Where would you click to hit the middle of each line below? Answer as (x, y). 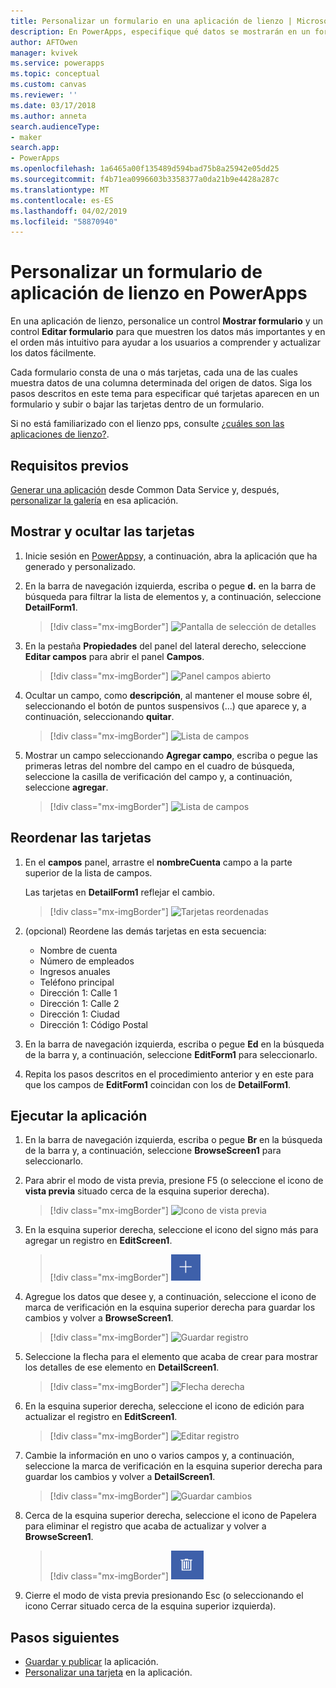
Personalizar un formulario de (136, 272)
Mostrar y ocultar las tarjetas (102, 531)
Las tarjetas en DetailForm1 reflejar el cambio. (119, 892)
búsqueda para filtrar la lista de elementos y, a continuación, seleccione (173, 596)
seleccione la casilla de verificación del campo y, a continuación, (158, 776)
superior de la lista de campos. (88, 872)
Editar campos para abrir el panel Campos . (114, 656)
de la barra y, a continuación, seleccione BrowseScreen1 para (153, 1151)
